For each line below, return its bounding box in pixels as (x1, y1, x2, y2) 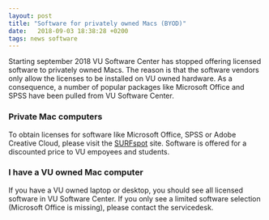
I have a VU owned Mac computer (8, 167, 143, 178)
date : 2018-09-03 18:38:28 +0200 (8, 27, 129, 35)
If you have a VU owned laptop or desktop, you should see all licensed (8, 185, 244, 195)
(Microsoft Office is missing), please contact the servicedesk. (8, 202, 214, 212)
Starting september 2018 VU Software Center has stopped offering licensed (8, 57, 262, 66)
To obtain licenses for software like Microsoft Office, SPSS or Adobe (8, 129, 237, 139)
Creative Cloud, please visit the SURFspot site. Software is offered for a (8, 138, 247, 148)
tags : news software (8, 34, 79, 43)
